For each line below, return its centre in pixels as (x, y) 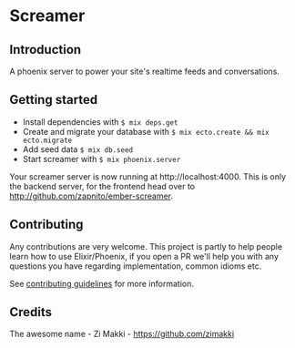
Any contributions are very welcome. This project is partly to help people (146, 246)
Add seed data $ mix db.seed (78, 149)
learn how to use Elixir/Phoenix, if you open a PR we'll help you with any (144, 256)
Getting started (54, 100)
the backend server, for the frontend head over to (102, 186)
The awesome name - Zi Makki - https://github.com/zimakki (122, 334)
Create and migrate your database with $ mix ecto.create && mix (146, 131)
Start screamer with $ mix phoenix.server (102, 159)
